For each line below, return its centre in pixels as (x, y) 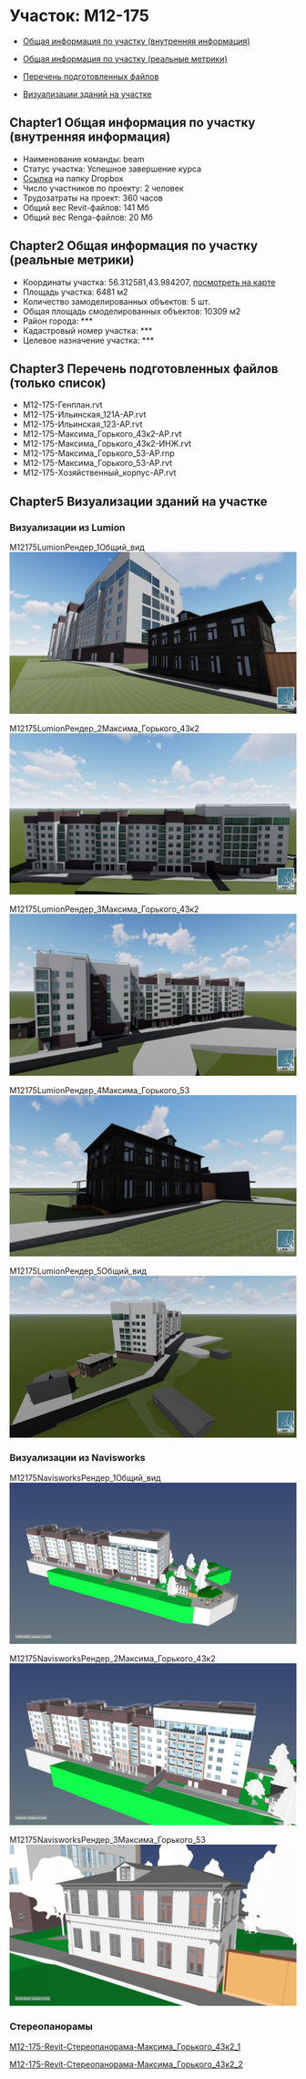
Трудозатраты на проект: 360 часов (93, 198)
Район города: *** (58, 321)
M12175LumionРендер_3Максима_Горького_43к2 (104, 909)
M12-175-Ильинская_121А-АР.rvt (84, 415)
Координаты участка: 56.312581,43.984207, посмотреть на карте (149, 282)
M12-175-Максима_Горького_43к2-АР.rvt (102, 434)
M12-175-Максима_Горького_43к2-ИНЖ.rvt (107, 444)
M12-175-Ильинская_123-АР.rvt (82, 424)
